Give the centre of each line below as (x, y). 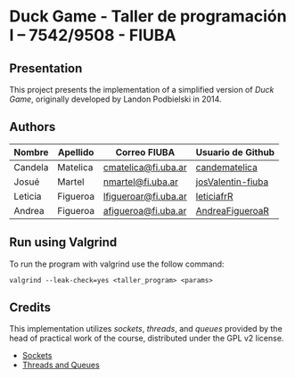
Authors (33, 127)
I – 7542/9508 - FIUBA (93, 35)
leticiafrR (214, 196)
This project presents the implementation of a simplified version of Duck (142, 90)
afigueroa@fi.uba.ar (145, 210)
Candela (31, 167)
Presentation (46, 68)
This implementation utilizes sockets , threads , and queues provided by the (146, 329)
